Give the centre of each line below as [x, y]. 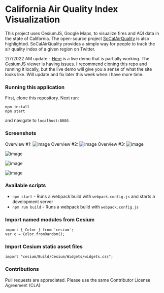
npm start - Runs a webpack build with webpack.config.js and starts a [83, 196]
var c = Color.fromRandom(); [35, 234]
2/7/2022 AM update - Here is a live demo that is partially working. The [77, 58]
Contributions [22, 269]
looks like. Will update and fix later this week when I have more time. [74, 74]
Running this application [35, 87]
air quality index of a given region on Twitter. [50, 49]
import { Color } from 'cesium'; [39, 230]
